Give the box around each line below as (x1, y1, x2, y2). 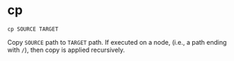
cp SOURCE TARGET (7, 26, 59, 33)
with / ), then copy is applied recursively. (7, 45, 126, 54)
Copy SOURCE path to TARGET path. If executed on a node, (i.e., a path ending (7, 38, 227, 46)
